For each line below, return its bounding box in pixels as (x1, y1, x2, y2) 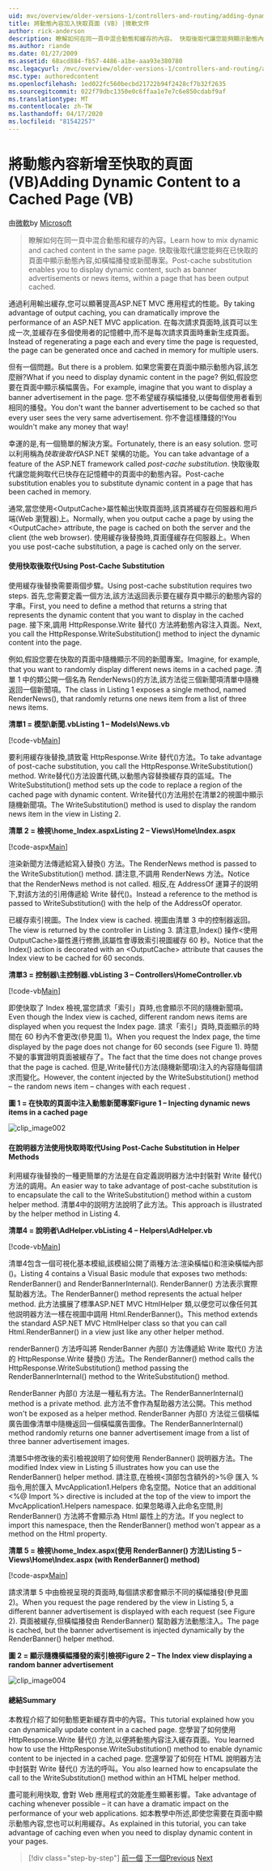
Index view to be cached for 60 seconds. (8, 953, 146, 963)
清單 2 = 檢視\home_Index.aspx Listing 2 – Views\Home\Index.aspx (8, 826, 236, 836)
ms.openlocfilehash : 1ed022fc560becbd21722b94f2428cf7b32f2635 (8, 80, 227, 88)
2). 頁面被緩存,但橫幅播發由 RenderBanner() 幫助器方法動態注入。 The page (8, 1616, 259, 1626)
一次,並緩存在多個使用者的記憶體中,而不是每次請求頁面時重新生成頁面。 (15, 327, 254, 337)
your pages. (8, 1836, 49, 1847)
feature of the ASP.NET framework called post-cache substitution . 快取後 (8, 459, 253, 468)
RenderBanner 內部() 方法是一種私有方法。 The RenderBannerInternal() (8, 1389, 244, 1399)
